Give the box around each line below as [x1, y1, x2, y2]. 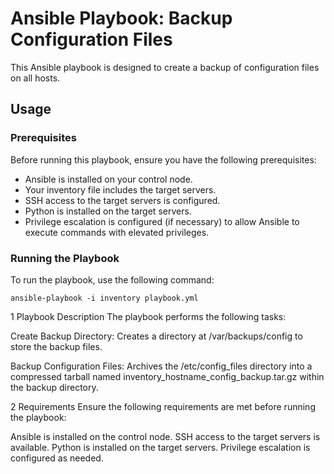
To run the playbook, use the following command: [10, 273, 215, 286]
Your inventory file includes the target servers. [24, 183, 217, 196]
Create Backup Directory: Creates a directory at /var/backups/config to [10, 330, 303, 342]
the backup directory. [10, 381, 99, 393]
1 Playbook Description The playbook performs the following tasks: [10, 310, 287, 322]
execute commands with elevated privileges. [24, 226, 210, 238]
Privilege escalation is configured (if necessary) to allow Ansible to [24, 215, 300, 227]
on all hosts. [10, 72, 61, 84]
